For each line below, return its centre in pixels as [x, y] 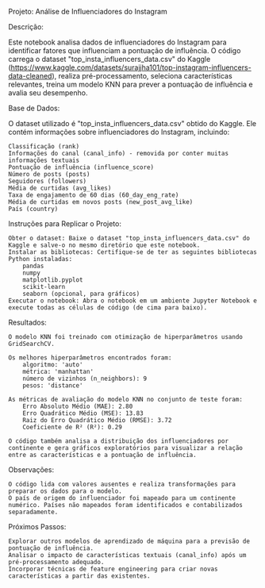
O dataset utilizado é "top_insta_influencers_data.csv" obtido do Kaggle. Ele [132, 123]
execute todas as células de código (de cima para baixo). [108, 308]
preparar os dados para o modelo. [65, 491]
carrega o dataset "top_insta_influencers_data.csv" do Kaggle [109, 59]
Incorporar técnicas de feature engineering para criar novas [113, 569]
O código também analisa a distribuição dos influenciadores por [118, 441]
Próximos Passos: [37, 527]
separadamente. [33, 512]
